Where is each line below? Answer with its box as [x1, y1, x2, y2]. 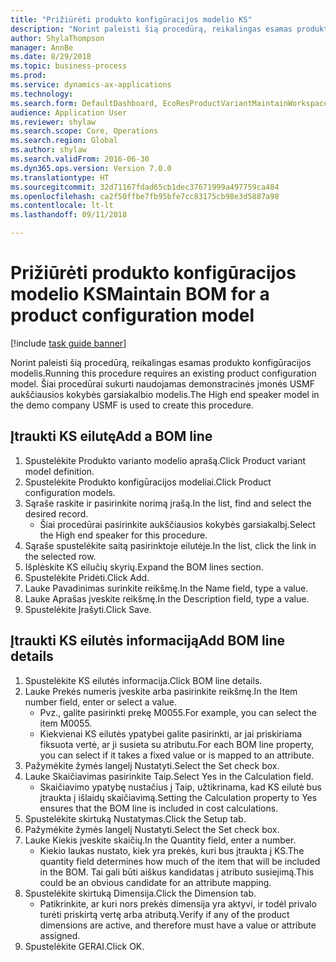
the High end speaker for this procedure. [39, 529, 208, 541]
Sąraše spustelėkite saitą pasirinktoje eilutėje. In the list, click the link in [24, 539, 317, 551]
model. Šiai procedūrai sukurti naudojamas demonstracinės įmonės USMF [10, 377, 315, 390]
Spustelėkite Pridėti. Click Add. [24, 571, 150, 583]
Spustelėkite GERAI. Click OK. [24, 940, 145, 952]
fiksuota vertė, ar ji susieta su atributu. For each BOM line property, [39, 738, 315, 750]
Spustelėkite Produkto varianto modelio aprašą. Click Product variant [24, 454, 307, 466]
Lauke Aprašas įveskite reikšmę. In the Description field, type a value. [24, 592, 310, 605]
